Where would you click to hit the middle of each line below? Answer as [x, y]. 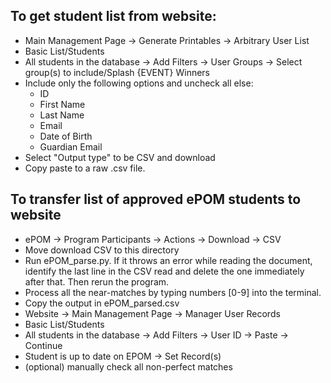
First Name [62, 104]
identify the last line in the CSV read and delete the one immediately [164, 271]
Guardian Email [71, 146]
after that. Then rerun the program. [97, 281]
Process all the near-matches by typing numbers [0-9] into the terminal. [173, 292]
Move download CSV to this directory [102, 250]
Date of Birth [66, 136]
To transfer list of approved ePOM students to [156, 199]
